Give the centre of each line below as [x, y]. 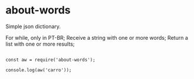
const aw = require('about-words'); [50, 60]
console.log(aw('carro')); [39, 70]
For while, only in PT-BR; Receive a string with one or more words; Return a [97, 37]
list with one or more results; [40, 44]
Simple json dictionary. [33, 26]
